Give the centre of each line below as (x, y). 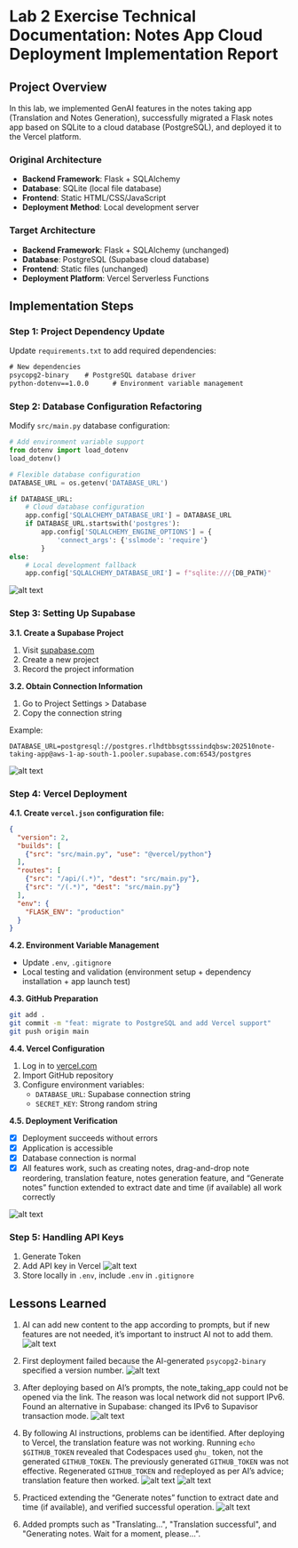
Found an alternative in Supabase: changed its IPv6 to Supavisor (140, 1407)
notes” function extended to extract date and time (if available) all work (152, 1188)
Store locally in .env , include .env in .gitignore (108, 1275)
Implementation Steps (72, 305)
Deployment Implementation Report (144, 54)
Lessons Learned (58, 1303)
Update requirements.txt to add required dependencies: (113, 351)
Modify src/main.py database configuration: (90, 426)
